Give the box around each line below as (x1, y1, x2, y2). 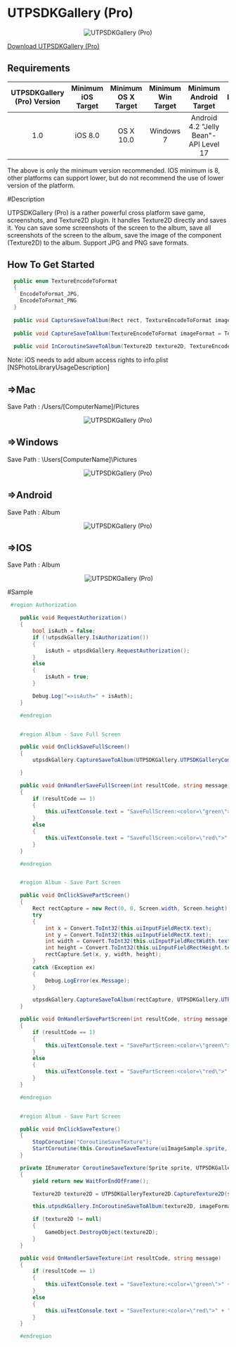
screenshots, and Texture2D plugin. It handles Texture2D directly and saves (7, 216, 227, 224)
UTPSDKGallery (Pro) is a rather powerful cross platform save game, (7, 208, 206, 216)
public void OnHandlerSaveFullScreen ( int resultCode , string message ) (20, 782, 231, 789)
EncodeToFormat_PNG (20, 297, 77, 305)
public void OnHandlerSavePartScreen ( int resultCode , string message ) (20, 1016, 231, 1023)
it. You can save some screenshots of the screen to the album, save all (7, 223, 211, 232)
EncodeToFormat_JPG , (20, 290, 80, 297)
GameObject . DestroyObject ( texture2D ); (44, 1229, 159, 1236)
